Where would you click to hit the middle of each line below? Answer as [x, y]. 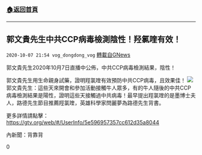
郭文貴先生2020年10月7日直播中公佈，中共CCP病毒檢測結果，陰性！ [91, 68]
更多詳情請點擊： [27, 116]
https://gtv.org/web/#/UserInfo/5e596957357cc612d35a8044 [83, 123]
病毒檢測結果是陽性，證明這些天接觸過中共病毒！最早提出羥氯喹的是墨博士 [98, 96]
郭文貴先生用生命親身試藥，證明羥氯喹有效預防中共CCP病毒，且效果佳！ [96, 81]
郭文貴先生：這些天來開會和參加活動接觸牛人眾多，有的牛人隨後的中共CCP [99, 88]
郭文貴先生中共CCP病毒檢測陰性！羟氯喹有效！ [94, 39]
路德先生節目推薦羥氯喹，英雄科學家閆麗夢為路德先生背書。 [90, 103]
